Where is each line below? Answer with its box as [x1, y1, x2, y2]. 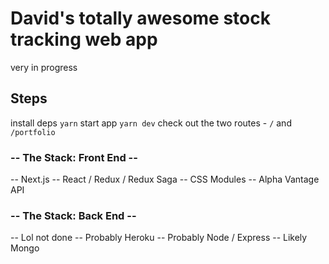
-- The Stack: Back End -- [10, 208, 137, 222]
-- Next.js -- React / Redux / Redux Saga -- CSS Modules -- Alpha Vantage [10, 173, 320, 186]
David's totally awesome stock [10, 7, 271, 30]
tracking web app [10, 28, 158, 51]
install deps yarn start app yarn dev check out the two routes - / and [10, 117, 292, 129]
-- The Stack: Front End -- [10, 150, 138, 164]
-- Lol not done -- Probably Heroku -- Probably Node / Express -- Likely [10, 232, 308, 244]
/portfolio [10, 127, 56, 137]
